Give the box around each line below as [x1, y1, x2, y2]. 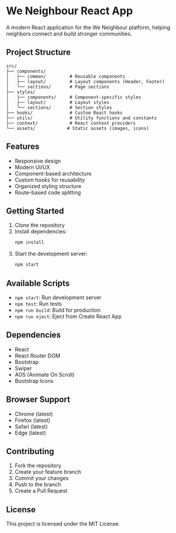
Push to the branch [14, 481, 61, 488]
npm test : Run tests [14, 300, 62, 307]
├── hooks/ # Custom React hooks [6, 110, 123, 116]
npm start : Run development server [14, 294, 102, 301]
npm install [14, 239, 44, 246]
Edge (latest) [14, 429, 46, 436]
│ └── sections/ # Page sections [6, 84, 110, 90]
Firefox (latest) [14, 417, 51, 424]
